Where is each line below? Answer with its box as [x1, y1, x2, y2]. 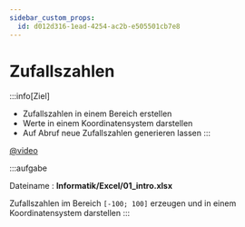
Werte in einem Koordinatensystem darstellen [22, 118, 193, 129]
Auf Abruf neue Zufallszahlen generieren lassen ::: [22, 128, 211, 139]
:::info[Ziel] [9, 91, 50, 102]
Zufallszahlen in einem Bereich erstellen [22, 108, 172, 119]
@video [9, 145, 38, 156]
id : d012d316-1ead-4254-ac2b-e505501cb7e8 [17, 22, 181, 31]
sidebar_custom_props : [9, 13, 95, 23]
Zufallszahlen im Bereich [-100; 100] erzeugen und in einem [9, 198, 237, 209]
